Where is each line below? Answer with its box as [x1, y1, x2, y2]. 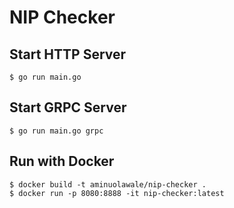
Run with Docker [9, 153, 115, 170]
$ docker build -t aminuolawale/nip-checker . [9, 179, 207, 190]
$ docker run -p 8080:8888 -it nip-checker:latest [9, 188, 225, 198]
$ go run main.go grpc [9, 126, 104, 136]
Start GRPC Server [9, 99, 127, 116]
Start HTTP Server [9, 46, 127, 63]
